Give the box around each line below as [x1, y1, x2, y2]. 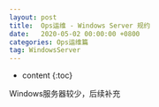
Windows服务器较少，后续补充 [9, 88, 121, 99]
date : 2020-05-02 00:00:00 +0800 [9, 29, 140, 38]
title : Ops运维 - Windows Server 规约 [9, 21, 151, 30]
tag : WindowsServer [9, 46, 81, 55]
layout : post [9, 12, 57, 22]
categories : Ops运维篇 [9, 37, 89, 47]
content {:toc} [21, 70, 73, 80]
